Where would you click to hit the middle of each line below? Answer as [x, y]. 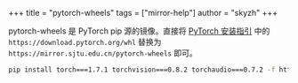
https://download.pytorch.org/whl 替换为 [85, 42]
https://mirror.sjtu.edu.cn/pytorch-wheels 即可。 [103, 53]
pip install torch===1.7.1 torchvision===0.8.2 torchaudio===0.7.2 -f [142, 70]
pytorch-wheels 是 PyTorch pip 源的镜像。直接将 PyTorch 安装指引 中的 [139, 31]
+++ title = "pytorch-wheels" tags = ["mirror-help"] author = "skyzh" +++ [143, 13]
